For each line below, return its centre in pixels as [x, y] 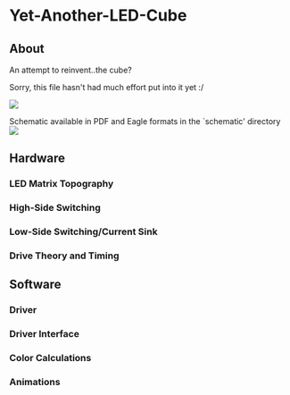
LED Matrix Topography [62, 184]
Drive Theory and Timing [64, 256]
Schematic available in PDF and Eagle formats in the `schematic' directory [145, 121]
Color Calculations [50, 358]
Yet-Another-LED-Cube [98, 16]
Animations [35, 382]
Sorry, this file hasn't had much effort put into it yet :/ [107, 87]
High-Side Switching [55, 208]
